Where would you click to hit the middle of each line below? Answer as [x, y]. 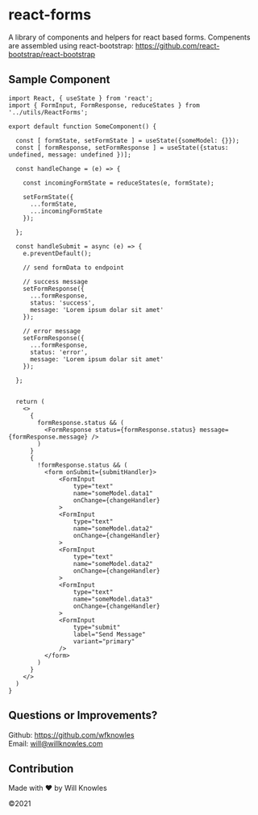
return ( [30, 401]
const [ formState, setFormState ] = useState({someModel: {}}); [128, 140]
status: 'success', [62, 303]
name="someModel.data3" [113, 599]
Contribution [41, 769]
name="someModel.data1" [113, 493]
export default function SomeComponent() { [83, 127]
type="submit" [97, 627]
